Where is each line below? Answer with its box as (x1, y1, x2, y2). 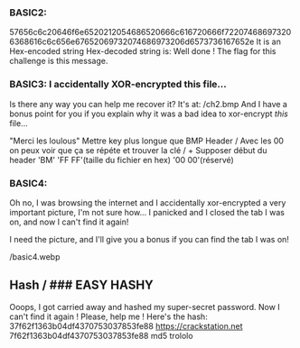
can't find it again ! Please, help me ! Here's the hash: (9, 311, 208, 322)
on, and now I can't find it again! (9, 216, 129, 227)
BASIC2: (9, 6, 47, 19)
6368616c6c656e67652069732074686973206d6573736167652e (9, 36, 255, 47)
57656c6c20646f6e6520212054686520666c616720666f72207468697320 (9, 27, 292, 38)
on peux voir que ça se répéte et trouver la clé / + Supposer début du (9, 144, 267, 155)
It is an (256, 36, 282, 47)
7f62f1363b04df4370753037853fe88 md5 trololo (9, 330, 193, 341)
